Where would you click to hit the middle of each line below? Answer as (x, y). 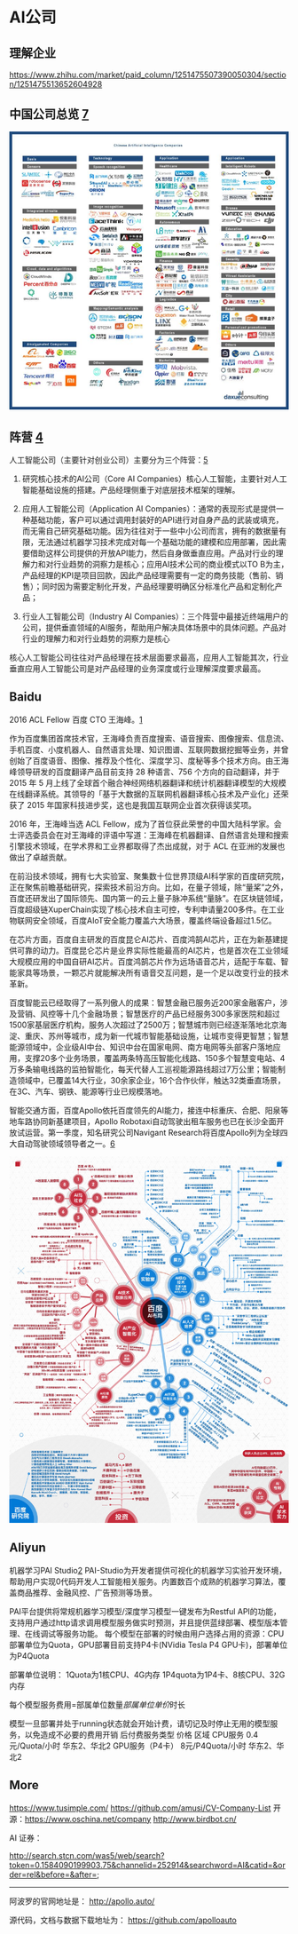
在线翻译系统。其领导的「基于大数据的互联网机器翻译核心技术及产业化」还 (145, 794)
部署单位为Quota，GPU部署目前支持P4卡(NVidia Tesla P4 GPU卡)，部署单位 (149, 1645)
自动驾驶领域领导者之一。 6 (66, 1143)
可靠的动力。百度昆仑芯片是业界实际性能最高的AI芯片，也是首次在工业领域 (153, 950)
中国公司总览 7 (49, 114)
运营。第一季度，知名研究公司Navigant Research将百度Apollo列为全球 (153, 1132)
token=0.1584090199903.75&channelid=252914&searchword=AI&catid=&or (147, 1865)
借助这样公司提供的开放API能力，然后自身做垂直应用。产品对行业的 (153, 553)
